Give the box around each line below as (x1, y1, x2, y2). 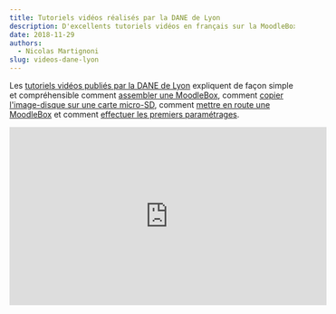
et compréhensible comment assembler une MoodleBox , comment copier (9, 90, 283, 100)
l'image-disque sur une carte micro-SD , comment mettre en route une (9, 100, 271, 109)
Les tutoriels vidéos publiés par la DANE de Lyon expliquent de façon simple (9, 81, 294, 90)
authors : (9, 38, 43, 48)
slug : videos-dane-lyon (9, 55, 100, 64)
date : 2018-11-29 (9, 30, 75, 39)
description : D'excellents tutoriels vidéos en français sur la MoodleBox (9, 22, 298, 31)
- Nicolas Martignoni (17, 47, 100, 56)
